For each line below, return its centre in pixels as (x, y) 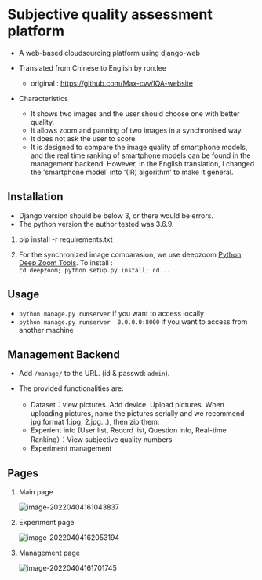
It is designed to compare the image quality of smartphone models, (139, 147)
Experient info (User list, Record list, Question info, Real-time (128, 430)
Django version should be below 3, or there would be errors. (116, 215)
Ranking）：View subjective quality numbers (101, 440)
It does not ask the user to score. (84, 138)
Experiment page (46, 523)
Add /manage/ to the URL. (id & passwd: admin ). (94, 374)
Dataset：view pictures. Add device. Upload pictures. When (127, 405)
